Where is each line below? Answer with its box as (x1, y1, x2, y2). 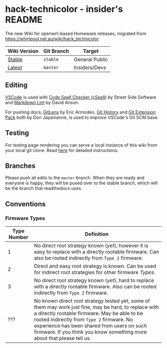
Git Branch (43, 47, 69, 54)
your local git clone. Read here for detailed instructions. (5, 147, 119, 153)
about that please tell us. (34, 335, 91, 342)
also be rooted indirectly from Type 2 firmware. (34, 255, 143, 261)
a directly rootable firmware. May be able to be (34, 310, 143, 317)
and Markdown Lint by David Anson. (5, 99, 80, 105)
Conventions (5, 200, 46, 208)
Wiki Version (7, 47, 39, 54)
